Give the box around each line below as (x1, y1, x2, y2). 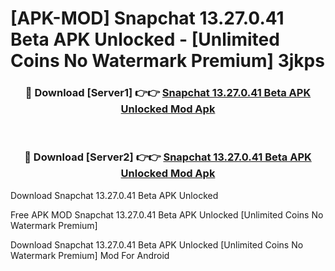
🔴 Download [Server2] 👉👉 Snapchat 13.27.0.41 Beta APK (24, 150, 312, 164)
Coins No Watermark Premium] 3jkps (10, 50, 325, 72)
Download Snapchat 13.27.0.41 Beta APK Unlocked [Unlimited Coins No (10, 238, 304, 251)
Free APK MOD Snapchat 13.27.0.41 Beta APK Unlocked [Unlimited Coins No (10, 208, 324, 221)
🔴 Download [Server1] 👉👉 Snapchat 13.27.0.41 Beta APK (24, 86, 312, 100)
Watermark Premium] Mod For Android (10, 249, 170, 261)
